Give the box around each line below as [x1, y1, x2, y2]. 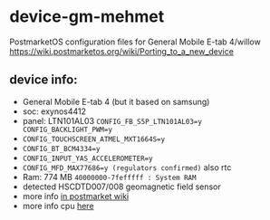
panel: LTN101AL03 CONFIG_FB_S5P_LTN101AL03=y [22, 115, 202, 126]
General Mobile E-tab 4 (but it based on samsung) [22, 96, 210, 107]
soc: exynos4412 [22, 106, 87, 117]
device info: [9, 72, 79, 88]
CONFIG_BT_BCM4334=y [22, 144, 101, 153]
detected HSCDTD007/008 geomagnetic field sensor [22, 181, 222, 192]
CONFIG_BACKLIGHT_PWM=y [22, 125, 113, 134]
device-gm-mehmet [9, 6, 165, 27]
